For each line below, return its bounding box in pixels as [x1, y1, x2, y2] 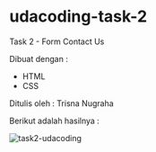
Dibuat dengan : [9, 53, 69, 64]
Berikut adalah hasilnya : [9, 115, 100, 126]
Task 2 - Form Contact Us [9, 36, 105, 47]
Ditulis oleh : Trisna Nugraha [9, 97, 114, 109]
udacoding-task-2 [9, 6, 148, 27]
